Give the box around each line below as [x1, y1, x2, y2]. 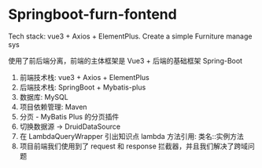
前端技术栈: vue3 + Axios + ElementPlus [19, 72, 149, 82]
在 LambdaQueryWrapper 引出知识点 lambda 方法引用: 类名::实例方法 [19, 131, 244, 141]
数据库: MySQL [19, 92, 68, 101]
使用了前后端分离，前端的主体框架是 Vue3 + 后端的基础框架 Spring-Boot [8, 56, 242, 65]
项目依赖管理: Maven [19, 102, 88, 111]
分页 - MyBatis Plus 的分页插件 [19, 111, 120, 121]
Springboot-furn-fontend [8, 5, 177, 24]
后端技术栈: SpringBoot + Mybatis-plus [19, 82, 146, 92]
